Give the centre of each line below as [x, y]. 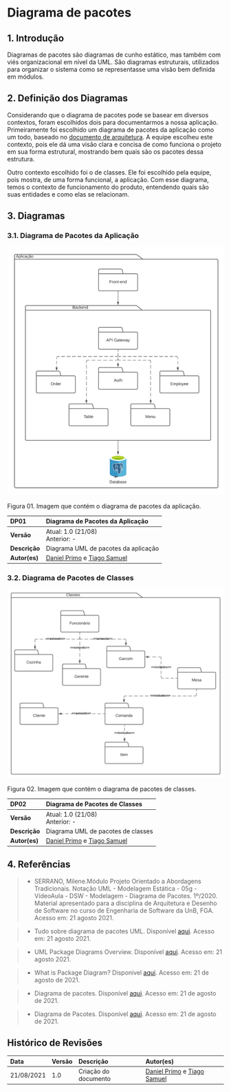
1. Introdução [35, 38]
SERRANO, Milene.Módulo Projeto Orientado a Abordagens [118, 881]
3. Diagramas [36, 216]
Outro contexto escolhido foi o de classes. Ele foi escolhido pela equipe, [109, 172]
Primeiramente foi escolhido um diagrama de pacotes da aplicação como [111, 130]
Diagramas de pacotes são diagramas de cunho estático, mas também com [114, 54]
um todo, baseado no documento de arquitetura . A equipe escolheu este [110, 137]
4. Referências [39, 865]
